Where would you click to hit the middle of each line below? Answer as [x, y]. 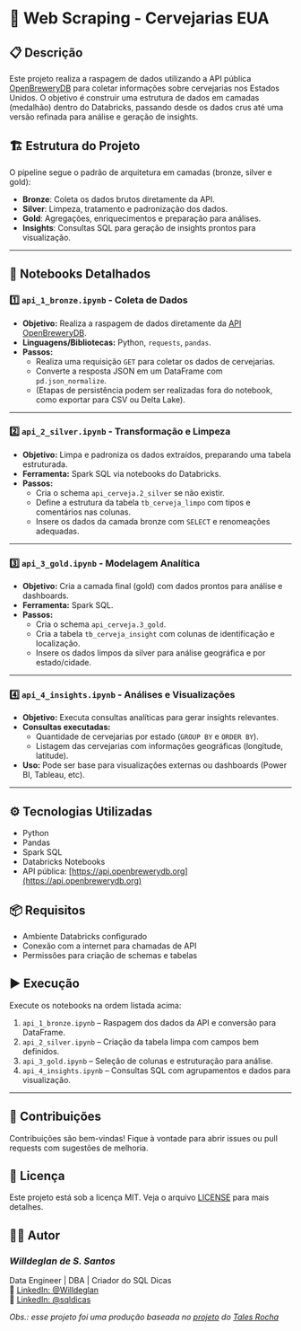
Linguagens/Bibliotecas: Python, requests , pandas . [117, 342]
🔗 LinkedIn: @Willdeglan [54, 1290]
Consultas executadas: [66, 727]
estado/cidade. [64, 663]
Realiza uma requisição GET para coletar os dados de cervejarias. [155, 361]
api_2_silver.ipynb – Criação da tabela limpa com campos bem [141, 1042]
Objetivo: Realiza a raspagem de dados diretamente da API [132, 323]
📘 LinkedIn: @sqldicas [50, 1300]
